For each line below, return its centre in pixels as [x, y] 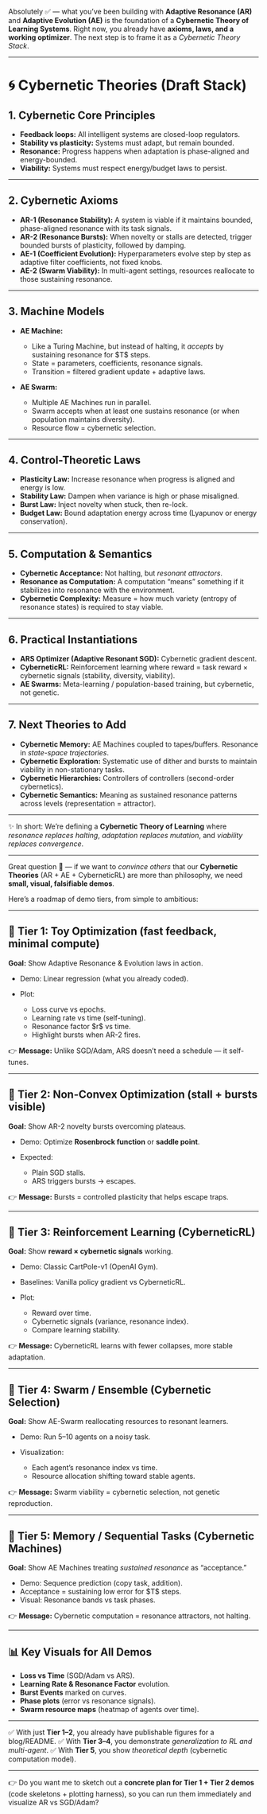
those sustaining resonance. [66, 279]
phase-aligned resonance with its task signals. [96, 228]
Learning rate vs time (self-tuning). [89, 1017]
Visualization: [42, 1453]
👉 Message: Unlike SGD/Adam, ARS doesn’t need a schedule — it [118, 1051]
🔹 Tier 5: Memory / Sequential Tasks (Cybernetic [132, 1536]
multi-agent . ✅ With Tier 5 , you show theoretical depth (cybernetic [118, 1750]
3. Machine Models [56, 312]
